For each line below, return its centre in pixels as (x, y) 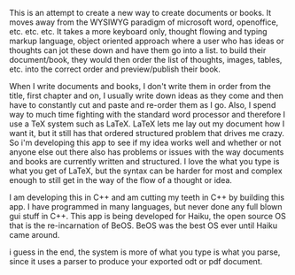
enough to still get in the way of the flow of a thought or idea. (121, 180)
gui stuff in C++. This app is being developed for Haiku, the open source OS (147, 216)
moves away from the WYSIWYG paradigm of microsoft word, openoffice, (144, 22)
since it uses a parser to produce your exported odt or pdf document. (136, 261)
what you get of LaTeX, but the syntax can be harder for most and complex (146, 171)
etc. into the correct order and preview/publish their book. (115, 69)
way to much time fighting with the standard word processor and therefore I (147, 115)
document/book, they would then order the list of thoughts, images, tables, (146, 60)
